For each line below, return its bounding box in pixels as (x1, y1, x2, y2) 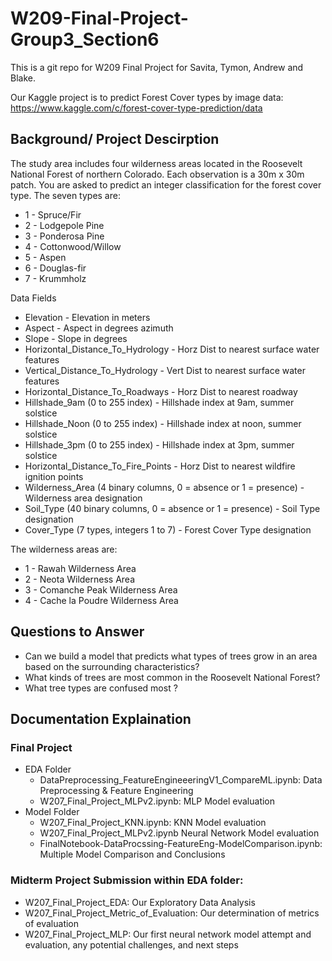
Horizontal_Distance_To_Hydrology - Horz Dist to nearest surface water (24, 343, 320, 355)
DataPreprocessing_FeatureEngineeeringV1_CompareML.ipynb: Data (39, 774, 323, 786)
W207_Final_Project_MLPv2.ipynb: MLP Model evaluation (39, 795, 276, 807)
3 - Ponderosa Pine (24, 230, 105, 242)
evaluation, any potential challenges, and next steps (24, 938, 239, 951)
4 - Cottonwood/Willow (24, 240, 122, 252)
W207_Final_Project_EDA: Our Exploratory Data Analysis (24, 896, 256, 908)
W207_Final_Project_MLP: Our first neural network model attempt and (24, 928, 312, 940)
